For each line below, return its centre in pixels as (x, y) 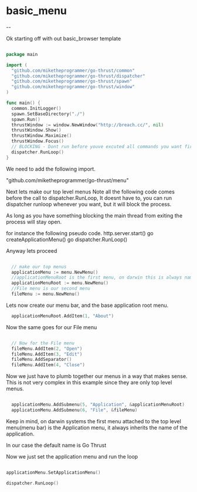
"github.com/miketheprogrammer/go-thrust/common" (73, 71)
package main (22, 54)
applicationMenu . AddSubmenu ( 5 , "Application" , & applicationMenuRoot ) (98, 405)
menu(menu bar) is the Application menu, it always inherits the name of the (97, 427)
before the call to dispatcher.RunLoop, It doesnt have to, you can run (89, 198)
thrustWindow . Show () (36, 130)
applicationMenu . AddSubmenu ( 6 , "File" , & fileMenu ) (74, 410)
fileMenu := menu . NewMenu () (46, 294)
